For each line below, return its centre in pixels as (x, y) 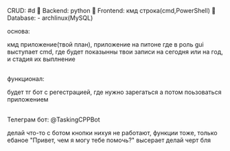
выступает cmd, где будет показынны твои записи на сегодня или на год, (115, 52)
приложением (28, 100)
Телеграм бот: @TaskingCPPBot (54, 119)
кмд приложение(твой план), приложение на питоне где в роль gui (105, 44)
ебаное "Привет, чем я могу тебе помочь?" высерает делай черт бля (109, 140)
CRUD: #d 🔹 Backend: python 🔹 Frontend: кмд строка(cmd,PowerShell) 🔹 (112, 11)
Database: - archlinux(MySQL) (50, 18)
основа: (19, 31)
